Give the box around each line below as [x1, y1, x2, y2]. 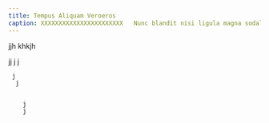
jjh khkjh [8, 41, 36, 50]
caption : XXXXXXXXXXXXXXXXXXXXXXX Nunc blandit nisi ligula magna [8, 19, 242, 27]
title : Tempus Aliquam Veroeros [8, 11, 116, 20]
